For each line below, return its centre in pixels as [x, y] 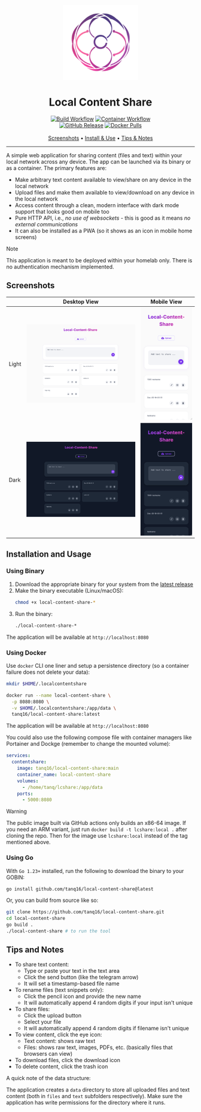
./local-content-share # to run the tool [59, 931]
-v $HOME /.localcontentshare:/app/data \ [64, 708]
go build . [20, 925]
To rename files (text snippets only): [59, 990]
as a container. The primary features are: [56, 168]
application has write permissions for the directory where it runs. [86, 1102]
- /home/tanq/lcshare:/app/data [62, 787]
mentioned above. [28, 842]
